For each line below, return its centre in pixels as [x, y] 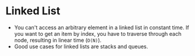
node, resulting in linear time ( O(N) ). [58, 40]
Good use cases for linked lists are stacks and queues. [81, 46]
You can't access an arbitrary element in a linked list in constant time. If [102, 27]
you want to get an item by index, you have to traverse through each [98, 33]
